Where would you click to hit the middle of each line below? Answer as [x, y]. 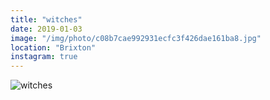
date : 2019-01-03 [46, 29]
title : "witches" [46, 19]
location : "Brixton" [53, 47]
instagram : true [44, 57]
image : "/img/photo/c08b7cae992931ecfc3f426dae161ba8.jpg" [136, 38]
